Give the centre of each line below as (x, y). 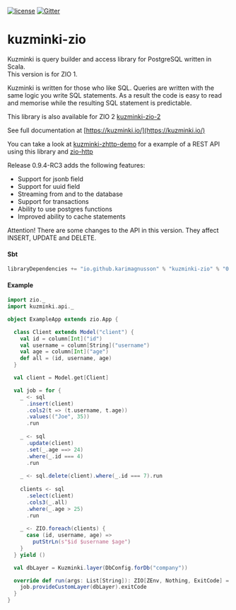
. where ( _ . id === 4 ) (54, 456)
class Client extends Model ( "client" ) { (74, 332)
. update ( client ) (50, 443)
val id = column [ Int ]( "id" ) (61, 339)
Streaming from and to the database (70, 194)
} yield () (30, 555)
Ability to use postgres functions (65, 209)
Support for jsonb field (50, 179)
